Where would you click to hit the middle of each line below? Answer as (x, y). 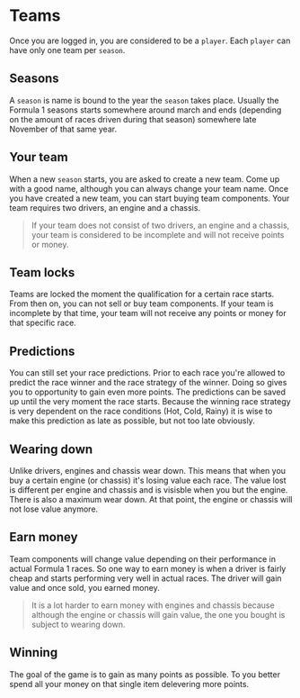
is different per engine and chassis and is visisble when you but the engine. (149, 490)
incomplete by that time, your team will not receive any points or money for (148, 313)
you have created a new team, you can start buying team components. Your (150, 198)
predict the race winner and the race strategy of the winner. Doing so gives (148, 383)
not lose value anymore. (54, 509)
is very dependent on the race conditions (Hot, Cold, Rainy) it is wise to (141, 412)
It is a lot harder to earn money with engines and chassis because (153, 605)
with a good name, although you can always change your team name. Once (149, 188)
